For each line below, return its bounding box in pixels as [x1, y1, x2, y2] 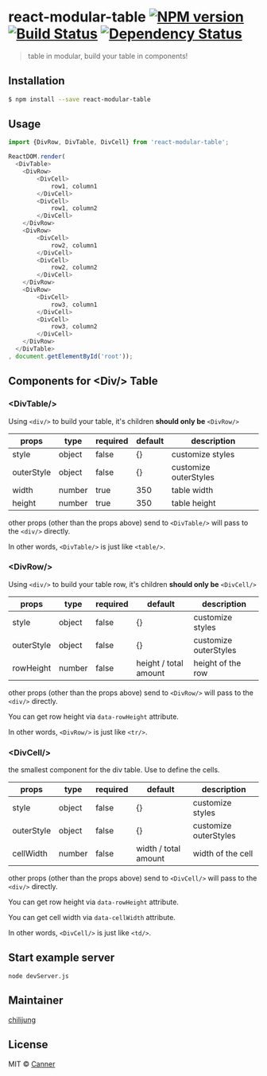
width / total [136, 843, 181, 854]
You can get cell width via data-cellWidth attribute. [8, 913, 176, 923]
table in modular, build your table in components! [27, 51, 188, 60]
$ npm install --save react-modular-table [8, 95, 151, 103]
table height [171, 497, 216, 508]
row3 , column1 [50, 301, 98, 309]
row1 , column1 [50, 182, 98, 190]
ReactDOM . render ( [8, 153, 66, 161]
